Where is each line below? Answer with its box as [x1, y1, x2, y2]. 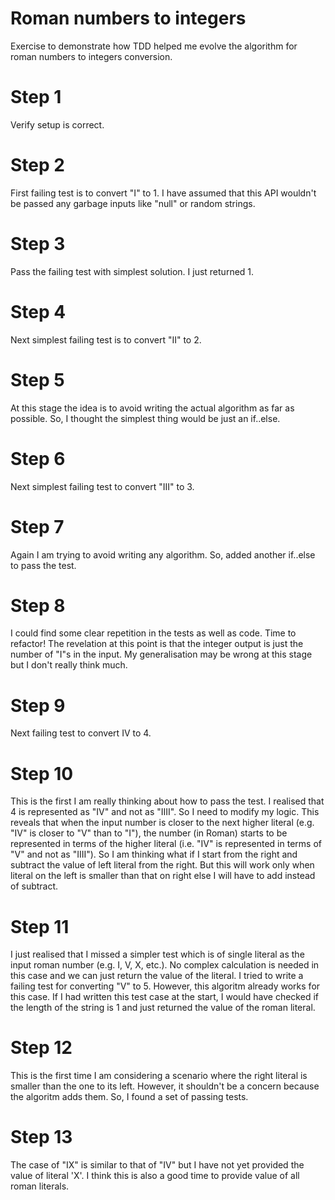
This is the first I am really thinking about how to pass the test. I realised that [10, 795, 325, 807]
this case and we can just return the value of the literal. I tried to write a [10, 970, 304, 982]
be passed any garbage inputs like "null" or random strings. [10, 197, 256, 209]
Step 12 [10, 1037, 73, 1059]
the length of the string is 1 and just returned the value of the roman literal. [10, 1002, 316, 1014]
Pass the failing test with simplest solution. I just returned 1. [10, 265, 255, 277]
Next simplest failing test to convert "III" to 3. [10, 480, 195, 492]
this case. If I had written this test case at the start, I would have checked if [10, 991, 319, 1003]
